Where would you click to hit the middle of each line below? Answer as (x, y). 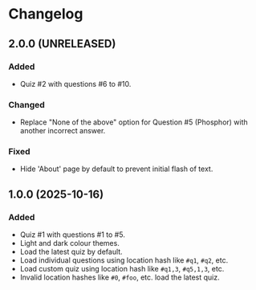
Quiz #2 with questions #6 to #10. (75, 84)
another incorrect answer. (63, 131)
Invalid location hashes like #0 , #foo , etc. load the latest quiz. (120, 277)
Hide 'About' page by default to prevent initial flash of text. (116, 169)
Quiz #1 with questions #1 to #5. (73, 235)
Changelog (46, 14)
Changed (27, 104)
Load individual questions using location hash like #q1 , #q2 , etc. (124, 260)
